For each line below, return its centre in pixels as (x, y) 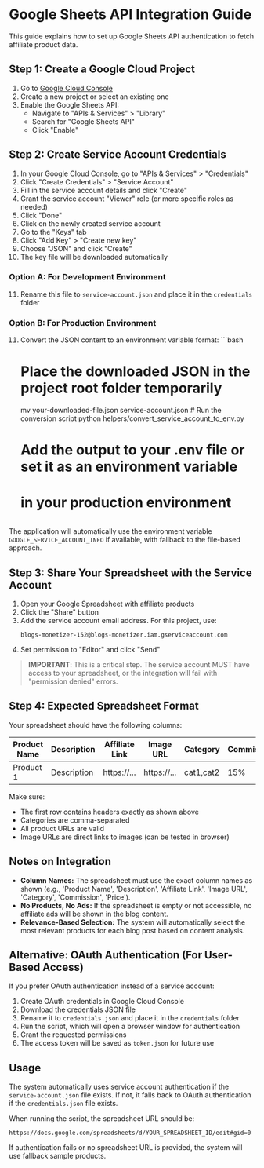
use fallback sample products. (58, 1156)
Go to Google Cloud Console (66, 88)
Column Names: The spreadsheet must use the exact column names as (136, 880)
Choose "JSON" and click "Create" (76, 248)
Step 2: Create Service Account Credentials (118, 155)
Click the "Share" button (60, 612)
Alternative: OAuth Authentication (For (106, 955)
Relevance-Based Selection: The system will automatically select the (133, 922)
